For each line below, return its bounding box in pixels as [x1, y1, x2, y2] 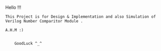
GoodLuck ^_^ [14, 41, 42, 46]
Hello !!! [5, 5, 21, 10]
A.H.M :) [5, 28, 24, 33]
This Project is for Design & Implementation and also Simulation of [5, 14, 156, 19]
